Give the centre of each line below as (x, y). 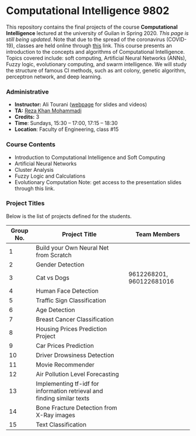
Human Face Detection (67, 290)
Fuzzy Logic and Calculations (50, 176)
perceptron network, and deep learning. (54, 77)
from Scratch (54, 255)
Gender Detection (60, 264)
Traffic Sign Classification (71, 300)
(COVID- (176, 39)
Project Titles (25, 203)
